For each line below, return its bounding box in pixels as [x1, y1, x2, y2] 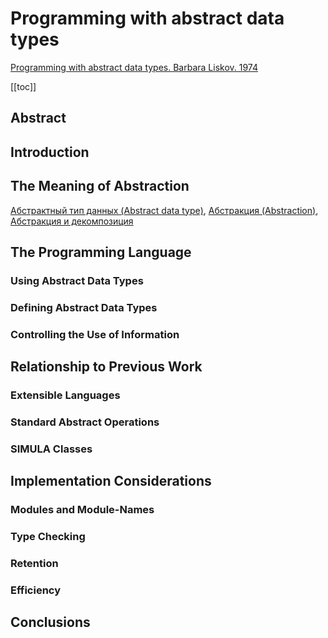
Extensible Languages [10, 388, 121, 402]
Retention [10, 557, 59, 570]
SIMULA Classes [10, 442, 93, 456]
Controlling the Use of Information [10, 327, 180, 341]
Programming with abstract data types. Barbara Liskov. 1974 [10, 61, 259, 73]
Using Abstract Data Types [10, 273, 144, 287]
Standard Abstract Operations [10, 415, 160, 429]
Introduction [10, 143, 90, 161]
